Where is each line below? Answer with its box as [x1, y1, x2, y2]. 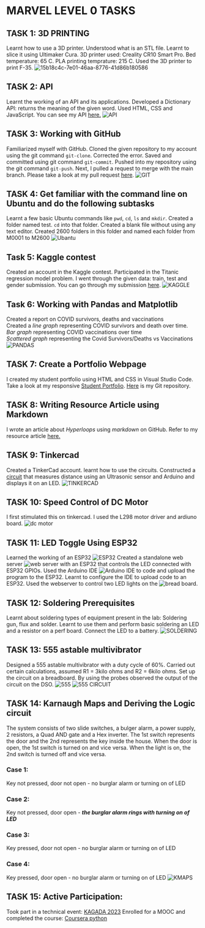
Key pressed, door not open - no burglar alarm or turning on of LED [6, 845, 176, 852]
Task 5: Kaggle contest [6, 252, 96, 263]
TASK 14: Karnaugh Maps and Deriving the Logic [6, 699, 196, 709]
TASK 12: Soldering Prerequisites [6, 597, 135, 608]
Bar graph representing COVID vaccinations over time [6, 329, 143, 336]
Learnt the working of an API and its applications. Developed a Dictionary [6, 98, 191, 105]
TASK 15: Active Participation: [6, 892, 123, 902]
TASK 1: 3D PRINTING [6, 28, 90, 39]
